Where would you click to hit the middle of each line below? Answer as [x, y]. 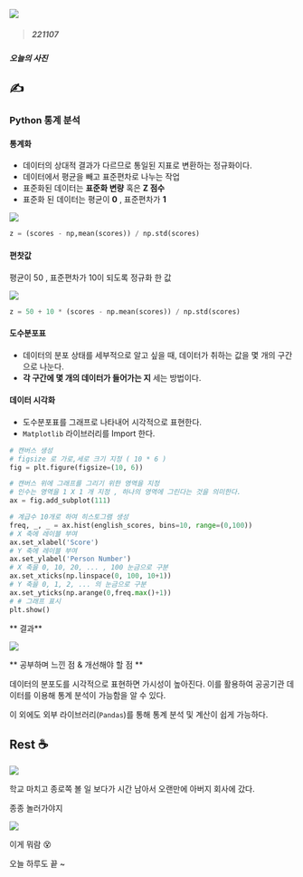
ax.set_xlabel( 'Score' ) [54, 542]
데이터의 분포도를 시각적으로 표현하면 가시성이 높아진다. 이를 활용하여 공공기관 [147, 684]
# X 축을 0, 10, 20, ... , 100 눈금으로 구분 [89, 568]
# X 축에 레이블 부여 [43, 534]
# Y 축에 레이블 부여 [43, 551]
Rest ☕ [29, 744]
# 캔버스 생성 [31, 450]
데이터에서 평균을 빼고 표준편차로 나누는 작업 [101, 177]
